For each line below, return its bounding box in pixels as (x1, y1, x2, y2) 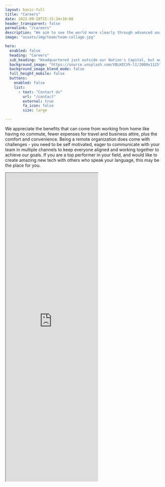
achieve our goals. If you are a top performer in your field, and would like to (5, 152, 158, 158)
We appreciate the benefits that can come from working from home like (5, 126, 150, 131)
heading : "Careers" (9, 53, 50, 58)
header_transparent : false (5, 21, 60, 26)
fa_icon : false (23, 103, 54, 109)
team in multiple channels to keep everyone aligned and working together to (5, 147, 160, 152)
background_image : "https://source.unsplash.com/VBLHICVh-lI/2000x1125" (9, 62, 162, 67)
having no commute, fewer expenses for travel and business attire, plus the (5, 131, 158, 137)
